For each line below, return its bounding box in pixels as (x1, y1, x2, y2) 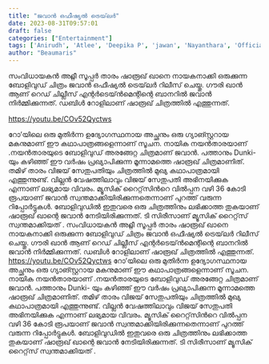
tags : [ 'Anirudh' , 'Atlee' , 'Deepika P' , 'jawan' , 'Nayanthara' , (8, 42, 231, 50)
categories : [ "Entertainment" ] (8, 34, 113, 42)
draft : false (8, 26, 52, 34)
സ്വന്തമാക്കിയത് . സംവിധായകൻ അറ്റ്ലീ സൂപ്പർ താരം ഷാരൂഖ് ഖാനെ (8, 220, 228, 229)
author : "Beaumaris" (8, 49, 78, 57)
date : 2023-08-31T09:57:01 (8, 19, 98, 27)
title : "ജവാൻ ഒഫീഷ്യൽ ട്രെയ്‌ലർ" (8, 11, 120, 20)
